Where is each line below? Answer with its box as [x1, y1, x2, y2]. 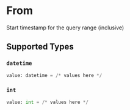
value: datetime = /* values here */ [6, 72, 103, 78]
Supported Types [6, 42, 74, 52]
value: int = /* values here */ [6, 99, 88, 105]
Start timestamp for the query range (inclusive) [6, 24, 125, 31]
